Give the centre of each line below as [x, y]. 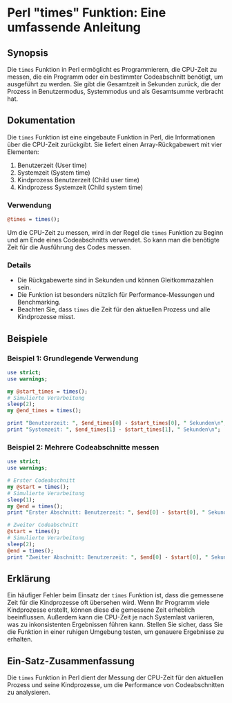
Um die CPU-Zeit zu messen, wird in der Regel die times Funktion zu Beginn [115, 232]
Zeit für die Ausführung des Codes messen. [69, 247]
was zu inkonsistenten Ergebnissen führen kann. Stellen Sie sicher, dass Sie [115, 625]
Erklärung [29, 578]
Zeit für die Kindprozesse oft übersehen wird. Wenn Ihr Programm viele [108, 603]
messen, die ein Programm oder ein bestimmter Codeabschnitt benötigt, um [115, 77]
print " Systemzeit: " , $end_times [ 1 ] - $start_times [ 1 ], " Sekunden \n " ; [114, 430]
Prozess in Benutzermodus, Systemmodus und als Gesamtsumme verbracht [115, 92]
